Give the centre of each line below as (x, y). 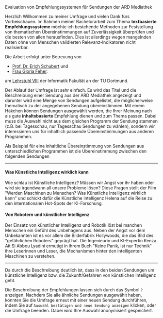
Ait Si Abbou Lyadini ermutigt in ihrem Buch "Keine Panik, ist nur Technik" (78, 246)
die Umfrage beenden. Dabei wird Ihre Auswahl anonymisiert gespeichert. (79, 311)
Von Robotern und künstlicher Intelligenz (47, 214)
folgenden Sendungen (27, 156)
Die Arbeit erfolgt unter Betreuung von (43, 57)
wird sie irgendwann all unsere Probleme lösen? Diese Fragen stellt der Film (81, 188)
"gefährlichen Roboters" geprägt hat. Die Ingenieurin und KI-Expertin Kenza (81, 241)
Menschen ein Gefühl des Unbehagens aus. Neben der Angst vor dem (75, 231)
